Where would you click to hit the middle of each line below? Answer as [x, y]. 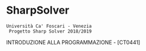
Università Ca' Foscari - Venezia [49, 26]
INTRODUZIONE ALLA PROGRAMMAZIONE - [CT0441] [73, 42]
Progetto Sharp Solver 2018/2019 [50, 31]
